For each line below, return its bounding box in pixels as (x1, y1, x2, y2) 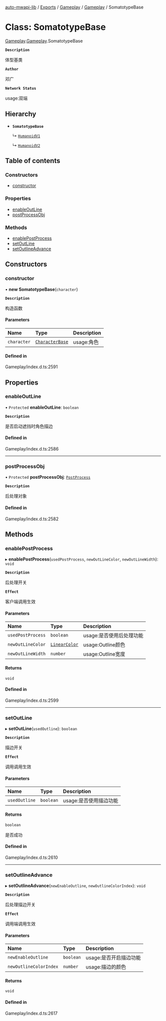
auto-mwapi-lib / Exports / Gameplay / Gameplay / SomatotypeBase (5, 4, 144, 10)
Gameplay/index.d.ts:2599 (5, 697, 59, 703)
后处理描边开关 (5, 902, 36, 908)
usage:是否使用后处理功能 (83, 632, 144, 639)
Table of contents (5, 157, 60, 165)
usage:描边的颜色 (85, 964, 126, 970)
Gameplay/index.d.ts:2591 (5, 364, 58, 370)
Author (5, 66, 19, 71)
